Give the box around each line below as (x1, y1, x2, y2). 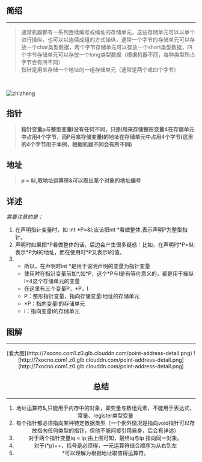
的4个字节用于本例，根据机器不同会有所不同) (20, 141, 132, 148)
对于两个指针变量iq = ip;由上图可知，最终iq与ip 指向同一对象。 (28, 434, 183, 442)
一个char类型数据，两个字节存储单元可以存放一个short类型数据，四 (26, 43, 193, 50)
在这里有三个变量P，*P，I (23, 285, 89, 293)
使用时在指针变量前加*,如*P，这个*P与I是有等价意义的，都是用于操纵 (23, 270, 194, 278)
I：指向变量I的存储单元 (23, 308, 80, 315)
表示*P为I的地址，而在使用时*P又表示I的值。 (14, 249, 125, 256)
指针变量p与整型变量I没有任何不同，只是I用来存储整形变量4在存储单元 (20, 126, 194, 133)
